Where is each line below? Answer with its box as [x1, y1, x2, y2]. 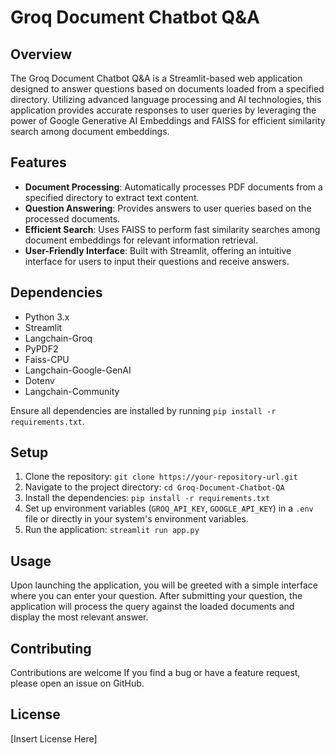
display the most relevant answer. [10, 611, 149, 623]
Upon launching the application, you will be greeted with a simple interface [10, 579, 319, 591]
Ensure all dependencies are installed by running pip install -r [10, 404, 277, 416]
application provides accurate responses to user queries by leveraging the [10, 104, 317, 116]
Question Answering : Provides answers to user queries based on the [24, 202, 312, 214]
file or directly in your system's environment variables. [24, 513, 249, 525]
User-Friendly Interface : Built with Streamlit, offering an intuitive [24, 244, 292, 256]
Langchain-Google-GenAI [24, 364, 132, 376]
